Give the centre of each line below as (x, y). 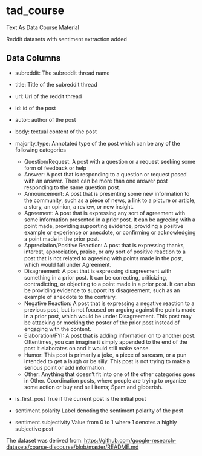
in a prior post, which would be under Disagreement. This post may (108, 316)
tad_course (35, 11)
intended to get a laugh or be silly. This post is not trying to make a (107, 361)
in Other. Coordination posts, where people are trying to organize (105, 380)
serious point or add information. (65, 367)
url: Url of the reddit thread (48, 96)
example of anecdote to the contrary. (70, 297)
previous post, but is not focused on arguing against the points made (110, 309)
